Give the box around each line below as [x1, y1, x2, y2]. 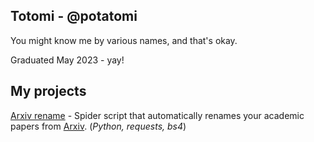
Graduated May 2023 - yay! [10, 54, 125, 66]
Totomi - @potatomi [10, 8, 138, 25]
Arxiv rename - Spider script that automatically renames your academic [10, 109, 305, 121]
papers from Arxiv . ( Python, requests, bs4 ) [10, 120, 187, 132]
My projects [10, 83, 87, 100]
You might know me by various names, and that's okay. [10, 34, 238, 46]
